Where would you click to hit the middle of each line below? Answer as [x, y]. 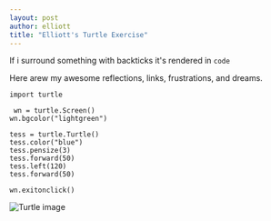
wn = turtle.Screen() [54, 111]
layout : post [34, 18]
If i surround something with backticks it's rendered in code [120, 61]
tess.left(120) [38, 166]
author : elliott [40, 26]
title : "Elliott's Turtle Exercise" [79, 35]
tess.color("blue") [46, 143]
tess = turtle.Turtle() [55, 135]
